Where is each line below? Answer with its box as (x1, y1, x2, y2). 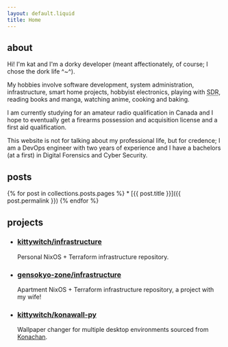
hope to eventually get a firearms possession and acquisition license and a (7, 116, 218, 124)
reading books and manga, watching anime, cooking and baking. (7, 96, 190, 104)
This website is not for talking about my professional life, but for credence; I (7, 137, 220, 145)
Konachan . (16, 333, 48, 341)
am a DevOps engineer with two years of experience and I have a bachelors (7, 144, 221, 152)
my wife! (16, 293, 42, 301)
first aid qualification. (7, 123, 67, 131)
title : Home (7, 16, 41, 23)
